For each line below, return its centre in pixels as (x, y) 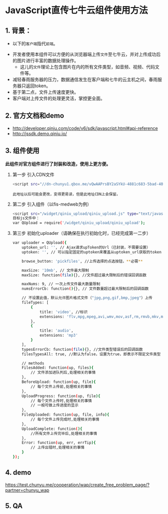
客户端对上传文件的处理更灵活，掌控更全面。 (59, 98)
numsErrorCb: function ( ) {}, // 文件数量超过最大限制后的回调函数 (85, 289)
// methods (33, 363)
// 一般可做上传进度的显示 (55, 405)
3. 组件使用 (22, 151)
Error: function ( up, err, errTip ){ (59, 443)
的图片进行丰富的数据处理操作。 (45, 60)
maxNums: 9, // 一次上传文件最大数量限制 (61, 284)
